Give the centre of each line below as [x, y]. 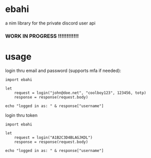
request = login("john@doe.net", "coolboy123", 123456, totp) [80, 93]
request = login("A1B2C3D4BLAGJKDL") [53, 137]
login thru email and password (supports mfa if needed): [63, 70]
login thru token [21, 115]
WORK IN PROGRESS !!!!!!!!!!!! [42, 36]
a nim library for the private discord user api [50, 23]
